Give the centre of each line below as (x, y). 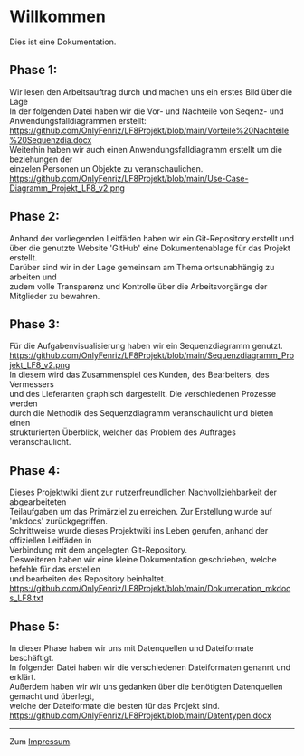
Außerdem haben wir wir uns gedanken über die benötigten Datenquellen (146, 686)
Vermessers (32, 384)
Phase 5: (35, 626)
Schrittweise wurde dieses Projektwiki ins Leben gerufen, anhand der (139, 531)
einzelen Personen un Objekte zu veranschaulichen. (106, 168)
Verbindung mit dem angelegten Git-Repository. (99, 550)
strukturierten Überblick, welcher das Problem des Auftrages (123, 432)
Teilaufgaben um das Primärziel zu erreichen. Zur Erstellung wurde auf (141, 512)
